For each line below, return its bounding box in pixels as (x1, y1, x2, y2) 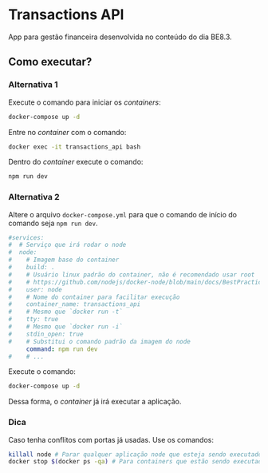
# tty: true (8, 316, 59, 324)
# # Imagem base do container (8, 256, 120, 264)
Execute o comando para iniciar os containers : (8, 97, 161, 107)
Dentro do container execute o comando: (8, 157, 144, 167)
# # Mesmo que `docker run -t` (8, 308, 124, 316)
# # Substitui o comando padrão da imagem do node (8, 337, 191, 345)
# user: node (8, 285, 62, 293)
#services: (8, 233, 45, 241)
